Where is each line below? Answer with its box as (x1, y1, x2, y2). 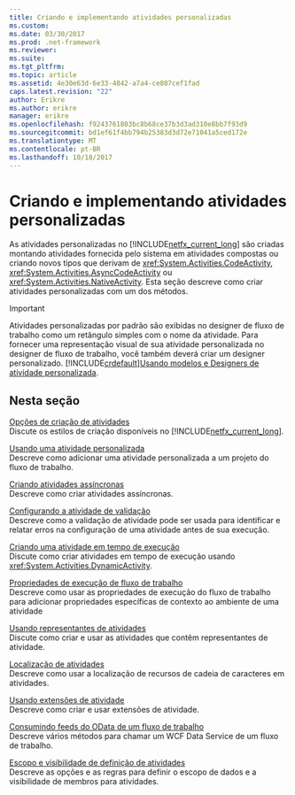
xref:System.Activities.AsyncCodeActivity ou (9, 267, 173, 278)
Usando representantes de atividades (9, 623, 146, 634)
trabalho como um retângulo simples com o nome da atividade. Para (9, 329, 259, 341)
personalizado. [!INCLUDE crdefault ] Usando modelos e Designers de (9, 358, 260, 368)
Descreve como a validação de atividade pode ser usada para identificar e (9, 515, 281, 526)
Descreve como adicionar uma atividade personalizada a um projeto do (9, 452, 269, 463)
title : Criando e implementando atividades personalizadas (9, 12, 232, 22)
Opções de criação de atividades (9, 417, 130, 428)
